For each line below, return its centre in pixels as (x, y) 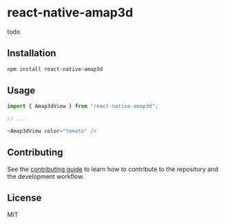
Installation (32, 53)
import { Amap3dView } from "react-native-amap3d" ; (83, 107)
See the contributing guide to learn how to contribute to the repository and (113, 169)
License (24, 198)
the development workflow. (46, 176)
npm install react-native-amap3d (55, 69)
